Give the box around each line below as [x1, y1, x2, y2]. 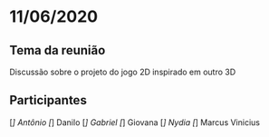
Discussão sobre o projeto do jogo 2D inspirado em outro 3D [9, 66, 236, 77]
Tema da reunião [9, 43, 106, 58]
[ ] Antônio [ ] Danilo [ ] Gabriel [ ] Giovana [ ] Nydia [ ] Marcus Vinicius [9, 116, 261, 128]
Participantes [9, 93, 88, 108]
